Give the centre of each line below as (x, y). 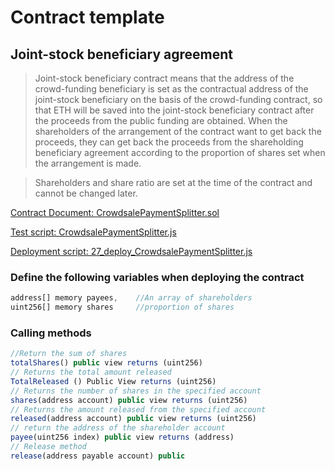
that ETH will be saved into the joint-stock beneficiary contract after (174, 110)
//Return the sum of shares (69, 354)
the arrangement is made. (88, 163)
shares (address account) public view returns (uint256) (129, 400)
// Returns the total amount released (91, 372)
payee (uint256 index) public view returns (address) (122, 437)
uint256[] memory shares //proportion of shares (122, 307)
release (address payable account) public (98, 456)
